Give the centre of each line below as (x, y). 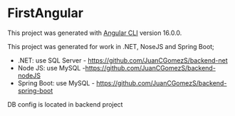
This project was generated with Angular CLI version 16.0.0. (95, 33)
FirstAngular (46, 13)
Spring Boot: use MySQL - (56, 83)
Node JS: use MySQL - (51, 68)
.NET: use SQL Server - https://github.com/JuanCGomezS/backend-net (122, 60)
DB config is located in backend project (65, 104)
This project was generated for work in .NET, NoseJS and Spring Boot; (111, 46)
